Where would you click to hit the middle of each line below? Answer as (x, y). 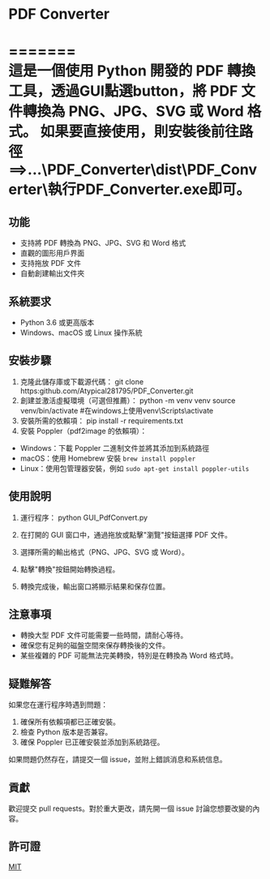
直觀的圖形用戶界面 (52, 253)
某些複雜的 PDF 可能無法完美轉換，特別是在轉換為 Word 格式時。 (129, 656)
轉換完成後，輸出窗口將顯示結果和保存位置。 (95, 586)
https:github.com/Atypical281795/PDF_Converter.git (107, 391)
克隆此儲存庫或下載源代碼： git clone (82, 381)
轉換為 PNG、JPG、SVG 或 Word (134, 111)
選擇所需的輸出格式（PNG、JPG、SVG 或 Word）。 (104, 551)
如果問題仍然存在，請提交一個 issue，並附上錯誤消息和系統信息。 (118, 760)
